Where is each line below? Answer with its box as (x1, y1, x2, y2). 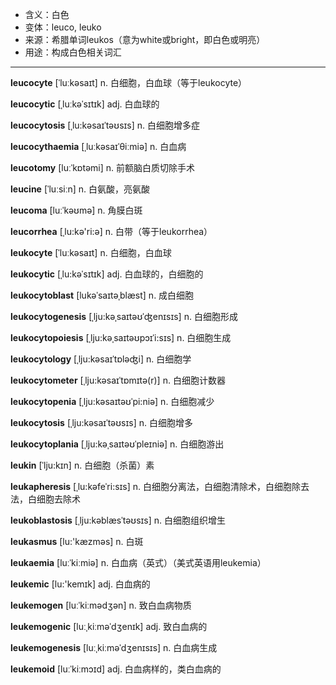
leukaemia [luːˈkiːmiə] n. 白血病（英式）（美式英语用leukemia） (10, 557, 267, 568)
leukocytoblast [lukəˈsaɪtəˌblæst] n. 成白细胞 (10, 289, 195, 301)
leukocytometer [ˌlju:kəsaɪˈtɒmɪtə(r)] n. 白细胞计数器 (10, 374, 226, 386)
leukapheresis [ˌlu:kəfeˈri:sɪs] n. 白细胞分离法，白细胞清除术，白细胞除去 (10, 481, 310, 492)
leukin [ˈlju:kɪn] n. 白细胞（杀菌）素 (10, 459, 155, 471)
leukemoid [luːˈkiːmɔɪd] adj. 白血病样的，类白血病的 (10, 663, 222, 675)
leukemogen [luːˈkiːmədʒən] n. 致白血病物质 (10, 599, 192, 611)
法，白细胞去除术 (10, 493, 81, 505)
